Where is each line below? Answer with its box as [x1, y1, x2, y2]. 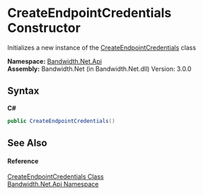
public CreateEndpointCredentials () [7, 117, 115, 124]
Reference [7, 157, 39, 165]
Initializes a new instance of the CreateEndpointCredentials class [7, 43, 197, 52]
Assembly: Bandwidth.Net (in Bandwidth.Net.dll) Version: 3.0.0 [7, 64, 192, 73]
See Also [7, 137, 47, 149]
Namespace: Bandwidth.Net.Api [7, 57, 103, 65]
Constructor [7, 20, 81, 36]
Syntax [7, 85, 40, 97]
